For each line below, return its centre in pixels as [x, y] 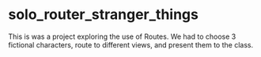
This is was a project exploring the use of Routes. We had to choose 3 [122, 36]
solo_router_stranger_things [104, 15]
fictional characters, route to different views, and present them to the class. [131, 44]
